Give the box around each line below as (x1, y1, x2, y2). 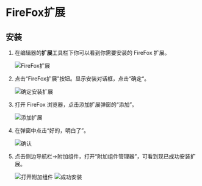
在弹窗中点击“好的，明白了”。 (14, 127, 90, 134)
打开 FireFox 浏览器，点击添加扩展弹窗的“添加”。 (14, 101, 138, 108)
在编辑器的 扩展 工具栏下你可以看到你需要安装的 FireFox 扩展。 (14, 49, 170, 56)
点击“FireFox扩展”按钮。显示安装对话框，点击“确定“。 (14, 75, 150, 82)
